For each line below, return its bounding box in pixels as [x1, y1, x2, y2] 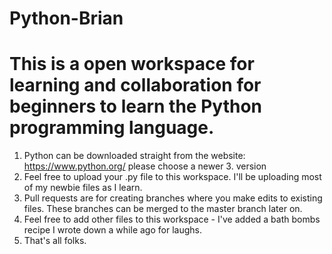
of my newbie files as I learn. [23, 182, 143, 194]
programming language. [9, 117, 215, 139]
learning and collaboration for [9, 74, 262, 97]
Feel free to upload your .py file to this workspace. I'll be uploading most [23, 171, 322, 183]
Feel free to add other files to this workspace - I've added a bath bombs [23, 213, 321, 226]
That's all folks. [23, 235, 87, 247]
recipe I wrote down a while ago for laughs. [23, 224, 202, 236]
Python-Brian [9, 7, 124, 30]
